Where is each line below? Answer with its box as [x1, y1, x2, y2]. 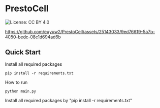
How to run [5, 79, 28, 85]
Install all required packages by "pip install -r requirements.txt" [5, 97, 132, 103]
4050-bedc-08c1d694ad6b [5, 34, 61, 40]
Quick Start [5, 48, 41, 56]
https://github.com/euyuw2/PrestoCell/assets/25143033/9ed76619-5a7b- [5, 28, 155, 34]
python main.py [5, 89, 36, 94]
